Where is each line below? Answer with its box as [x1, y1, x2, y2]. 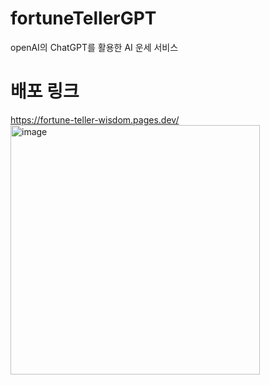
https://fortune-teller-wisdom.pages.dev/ [10, 113, 180, 126]
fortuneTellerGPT [10, 7, 157, 30]
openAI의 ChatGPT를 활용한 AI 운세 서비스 [10, 41, 179, 53]
